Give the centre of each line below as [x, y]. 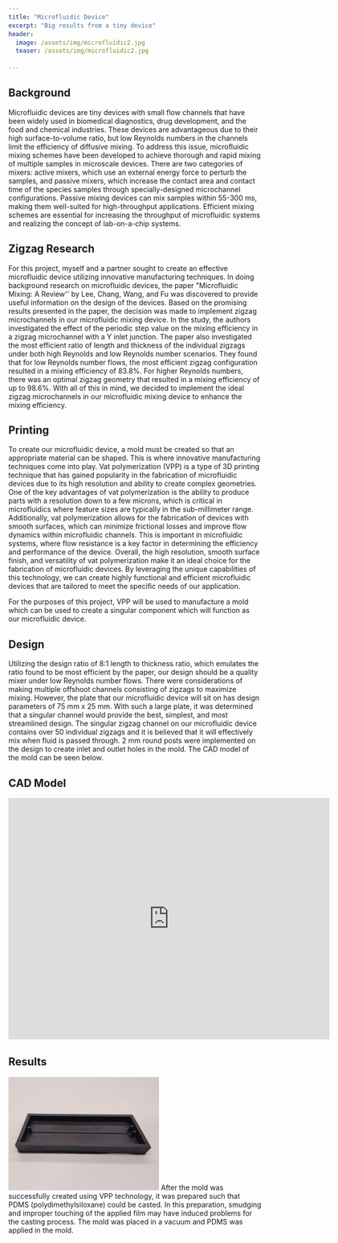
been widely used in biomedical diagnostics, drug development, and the [127, 121]
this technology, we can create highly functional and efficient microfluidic [130, 578]
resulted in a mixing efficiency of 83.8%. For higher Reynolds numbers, [126, 371]
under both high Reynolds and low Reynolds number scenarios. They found [133, 353]
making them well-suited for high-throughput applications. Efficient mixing [131, 206]
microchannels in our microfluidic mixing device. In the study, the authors [130, 319]
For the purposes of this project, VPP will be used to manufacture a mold [128, 602]
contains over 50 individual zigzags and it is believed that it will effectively [130, 732]
